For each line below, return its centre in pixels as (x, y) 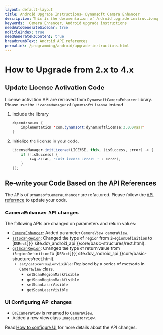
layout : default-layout (29, 9)
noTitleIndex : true (25, 32)
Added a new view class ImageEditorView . (54, 318)
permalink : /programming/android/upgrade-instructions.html (67, 46)
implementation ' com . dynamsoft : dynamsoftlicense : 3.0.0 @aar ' (83, 127)
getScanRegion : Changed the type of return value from (66, 248)
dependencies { (27, 123)
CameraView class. (37, 269)
